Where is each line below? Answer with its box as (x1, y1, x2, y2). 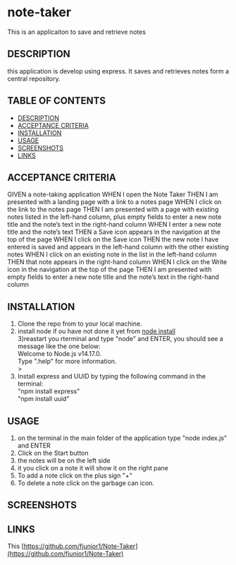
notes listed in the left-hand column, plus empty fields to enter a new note (7, 213, 222, 221)
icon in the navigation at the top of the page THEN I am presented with (7, 266, 212, 274)
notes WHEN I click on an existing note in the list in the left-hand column (7, 250, 217, 258)
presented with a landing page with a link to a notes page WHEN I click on (7, 198, 222, 206)
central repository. (7, 74, 61, 83)
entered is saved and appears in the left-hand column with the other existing (7, 243, 229, 251)
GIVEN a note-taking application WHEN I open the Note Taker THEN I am (7, 190, 218, 198)
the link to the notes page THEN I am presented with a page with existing (7, 206, 219, 214)
